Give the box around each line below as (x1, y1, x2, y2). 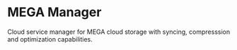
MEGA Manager (7, 4, 102, 20)
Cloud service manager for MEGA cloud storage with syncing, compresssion (7, 27, 231, 36)
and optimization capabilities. (7, 35, 93, 43)
